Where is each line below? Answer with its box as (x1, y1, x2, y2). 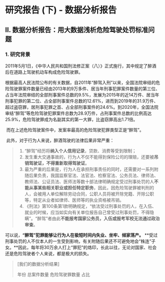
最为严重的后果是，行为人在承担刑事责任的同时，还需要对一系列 (24, 166, 154, 172)
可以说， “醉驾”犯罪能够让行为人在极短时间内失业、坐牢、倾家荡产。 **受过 (5, 232, 158, 238)
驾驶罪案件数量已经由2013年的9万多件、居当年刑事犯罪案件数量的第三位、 (9, 86, 160, 92)
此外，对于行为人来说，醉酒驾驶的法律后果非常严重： (6, 137, 114, 143)
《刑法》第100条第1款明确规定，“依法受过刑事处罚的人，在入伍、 (24, 203, 157, 209)
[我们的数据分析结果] (17, 261, 60, 267)
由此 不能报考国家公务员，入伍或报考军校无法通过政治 (52, 215, 160, 221)
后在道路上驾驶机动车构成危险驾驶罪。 (5, 69, 83, 75)
